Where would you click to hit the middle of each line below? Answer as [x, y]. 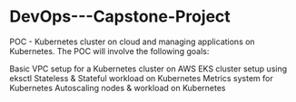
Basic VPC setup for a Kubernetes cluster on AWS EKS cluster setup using [148, 69]
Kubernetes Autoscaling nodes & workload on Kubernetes [118, 88]
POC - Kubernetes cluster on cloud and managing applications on [133, 42]
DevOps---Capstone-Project [120, 17]
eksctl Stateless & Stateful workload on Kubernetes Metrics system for [142, 78]
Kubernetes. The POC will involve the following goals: [109, 51]
